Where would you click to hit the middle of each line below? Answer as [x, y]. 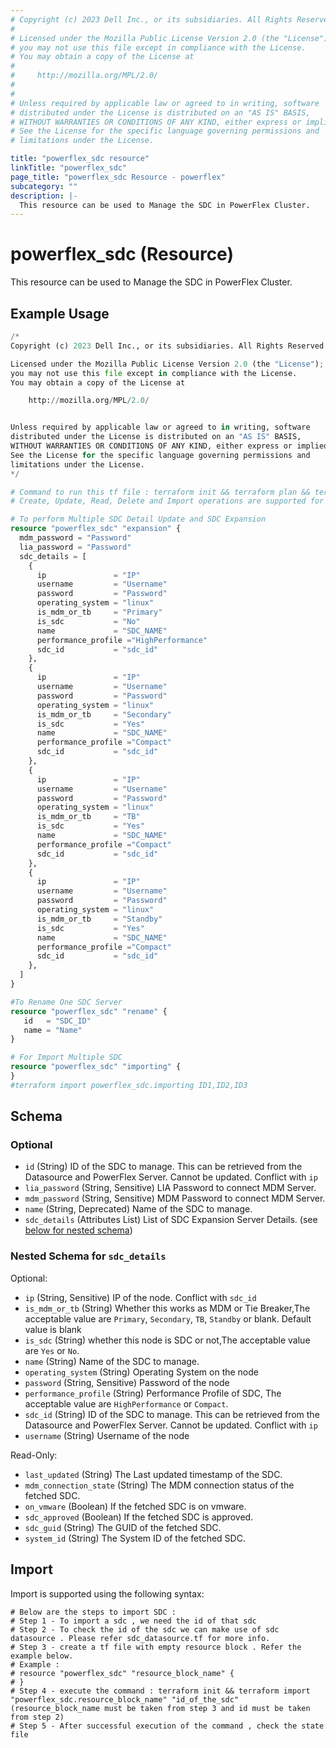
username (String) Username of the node [107, 1435]
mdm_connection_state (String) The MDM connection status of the [159, 1485]
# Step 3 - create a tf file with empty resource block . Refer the [156, 1647]
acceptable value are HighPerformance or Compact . [126, 1403]
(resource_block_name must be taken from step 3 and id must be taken [160, 1708]
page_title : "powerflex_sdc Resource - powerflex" [118, 177]
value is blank [53, 1329]
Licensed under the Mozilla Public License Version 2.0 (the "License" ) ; [167, 364]
